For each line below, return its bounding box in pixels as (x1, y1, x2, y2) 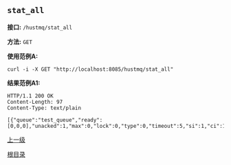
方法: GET (7, 37, 33, 45)
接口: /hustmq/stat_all (7, 23, 73, 31)
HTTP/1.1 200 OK (7, 92, 54, 99)
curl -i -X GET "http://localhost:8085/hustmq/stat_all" (7, 65, 174, 73)
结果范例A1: (7, 78, 41, 87)
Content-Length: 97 (7, 98, 63, 105)
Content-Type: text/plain (7, 104, 81, 111)
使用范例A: (7, 52, 38, 60)
